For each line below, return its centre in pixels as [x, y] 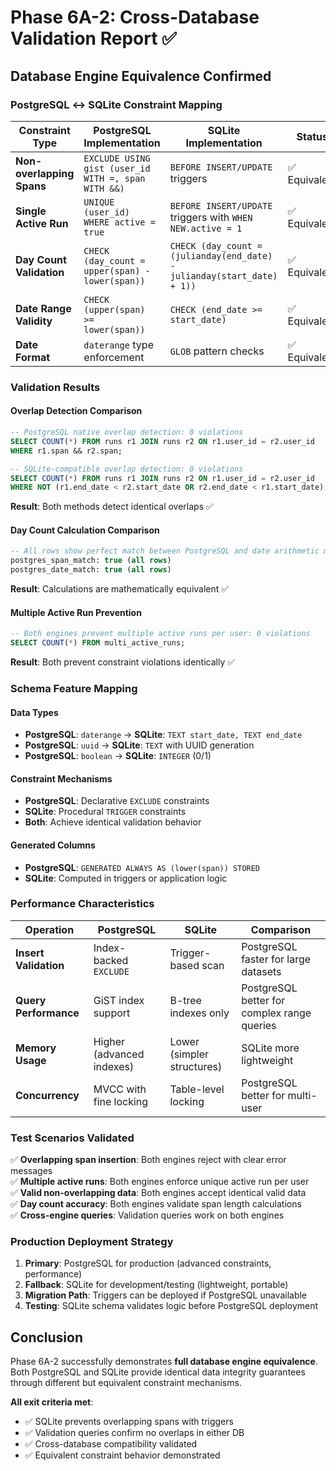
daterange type [118, 344]
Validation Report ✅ [93, 38]
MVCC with [120, 1089]
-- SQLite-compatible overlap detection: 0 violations [127, 469]
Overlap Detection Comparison [76, 411]
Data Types [34, 712]
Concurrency [47, 1095]
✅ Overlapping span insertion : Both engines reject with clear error [148, 1160]
